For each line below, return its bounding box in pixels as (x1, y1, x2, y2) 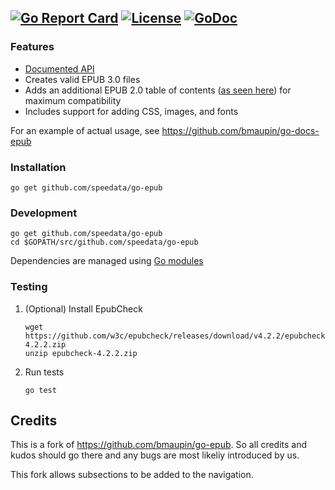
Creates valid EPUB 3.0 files (24, 73, 141, 85)
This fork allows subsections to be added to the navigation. (10, 469, 254, 481)
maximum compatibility (24, 94, 122, 106)
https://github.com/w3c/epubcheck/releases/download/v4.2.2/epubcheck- (24, 331, 330, 341)
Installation (10, 160, 67, 174)
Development (10, 206, 78, 220)
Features (10, 40, 55, 54)
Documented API (24, 62, 95, 75)
